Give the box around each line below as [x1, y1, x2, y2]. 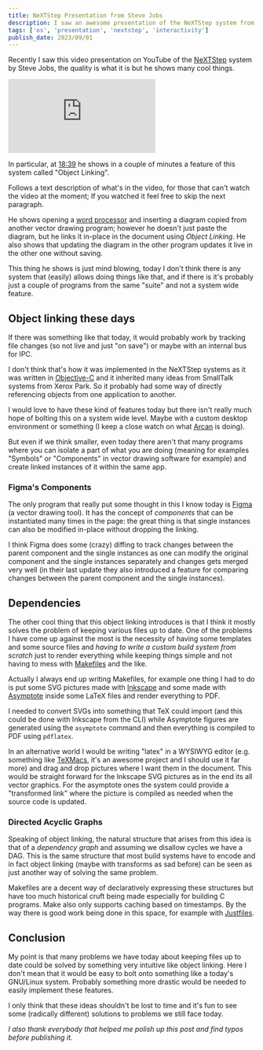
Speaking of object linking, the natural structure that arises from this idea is [8, 834, 252, 844]
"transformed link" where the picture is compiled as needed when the [8, 788, 234, 798]
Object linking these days [8, 312, 136, 325]
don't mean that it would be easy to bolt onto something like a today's [8, 969, 234, 978]
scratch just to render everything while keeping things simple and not [8, 651, 233, 660]
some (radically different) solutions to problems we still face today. [8, 1009, 224, 1018]
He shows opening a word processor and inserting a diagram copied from [8, 215, 247, 224]
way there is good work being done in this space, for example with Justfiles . [8, 908, 255, 918]
